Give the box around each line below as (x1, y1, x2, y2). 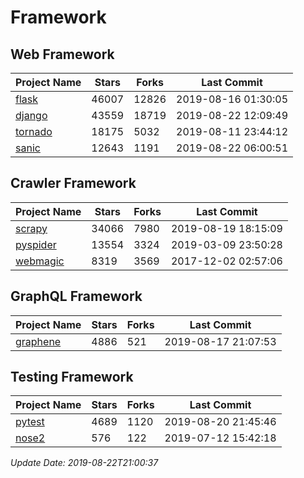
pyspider (15, 237, 57, 251)
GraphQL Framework (10, 288, 143, 305)
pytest (15, 415, 45, 429)
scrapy (15, 221, 48, 235)
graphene (15, 334, 62, 348)
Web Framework (10, 46, 115, 63)
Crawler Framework (10, 175, 137, 192)
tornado (15, 125, 53, 138)
